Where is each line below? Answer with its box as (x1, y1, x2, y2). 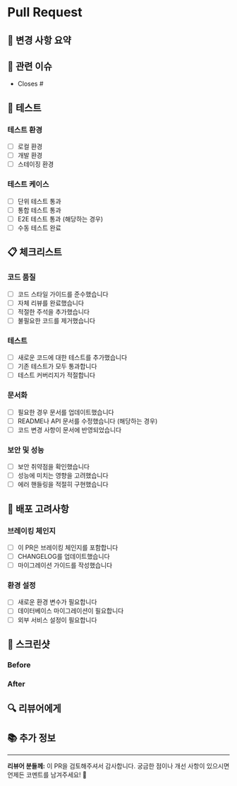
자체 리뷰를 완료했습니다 (17, 299, 85, 307)
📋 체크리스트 (7, 246, 62, 258)
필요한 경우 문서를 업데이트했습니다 (17, 408, 114, 416)
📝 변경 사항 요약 (7, 34, 72, 46)
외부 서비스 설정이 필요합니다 (17, 615, 97, 624)
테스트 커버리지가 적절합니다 (17, 371, 96, 379)
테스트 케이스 (7, 180, 49, 190)
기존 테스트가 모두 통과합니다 (17, 362, 97, 371)
